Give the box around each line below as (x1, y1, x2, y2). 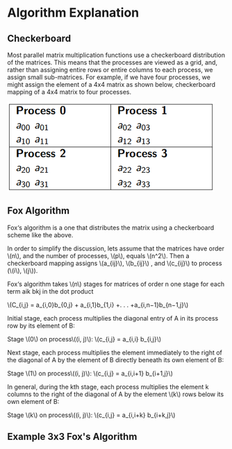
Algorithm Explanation (7, 5, 140, 21)
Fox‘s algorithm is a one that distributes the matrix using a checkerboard (7, 223, 214, 232)
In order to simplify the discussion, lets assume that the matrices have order (7, 244, 224, 253)
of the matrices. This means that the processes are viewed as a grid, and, (7, 58, 217, 67)
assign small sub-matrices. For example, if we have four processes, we (7, 73, 210, 81)
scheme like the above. (7, 230, 74, 239)
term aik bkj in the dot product (7, 287, 94, 296)
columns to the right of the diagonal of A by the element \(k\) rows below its (7, 390, 224, 398)
